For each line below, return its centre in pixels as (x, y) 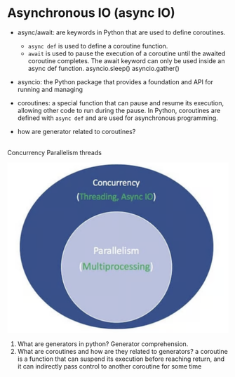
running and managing (50, 89)
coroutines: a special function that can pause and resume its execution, (121, 102)
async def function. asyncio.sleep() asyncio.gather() (104, 68)
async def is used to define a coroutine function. (98, 46)
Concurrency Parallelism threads (54, 152)
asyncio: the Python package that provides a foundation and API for (115, 81)
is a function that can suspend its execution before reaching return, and (121, 359)
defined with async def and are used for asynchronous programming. (118, 118)
